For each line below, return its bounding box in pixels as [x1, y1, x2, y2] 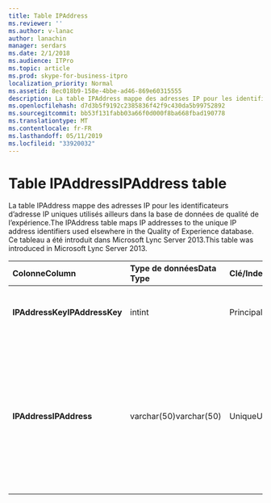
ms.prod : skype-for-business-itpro [8, 72, 128, 80]
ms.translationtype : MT [8, 117, 89, 125]
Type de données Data [130, 263, 217, 275]
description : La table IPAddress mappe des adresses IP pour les [8, 94, 232, 103]
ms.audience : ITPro [8, 57, 74, 65]
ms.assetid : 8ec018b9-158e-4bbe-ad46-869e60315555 [8, 86, 182, 95]
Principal [229, 307, 263, 318]
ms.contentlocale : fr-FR [8, 124, 92, 132]
